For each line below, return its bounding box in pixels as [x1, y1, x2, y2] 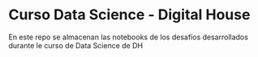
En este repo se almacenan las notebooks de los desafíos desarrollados [8, 32, 249, 42]
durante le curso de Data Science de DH [8, 40, 144, 50]
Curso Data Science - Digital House [8, 6, 251, 24]
